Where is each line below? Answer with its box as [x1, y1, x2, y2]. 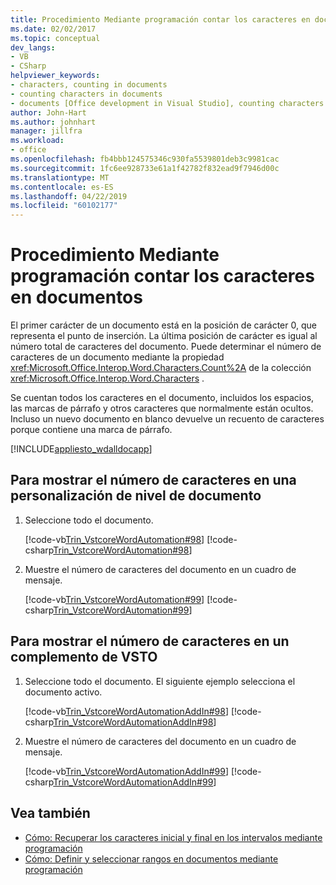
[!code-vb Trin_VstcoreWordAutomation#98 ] [24, 533, 205, 545]
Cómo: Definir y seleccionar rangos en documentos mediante [24, 852, 279, 865]
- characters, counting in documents [10, 80, 168, 90]
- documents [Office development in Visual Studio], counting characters [10, 98, 325, 108]
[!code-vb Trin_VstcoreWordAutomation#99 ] [24, 593, 205, 605]
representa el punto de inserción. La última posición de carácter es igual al [10, 330, 318, 342]
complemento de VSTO [10, 649, 158, 666]
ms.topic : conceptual [10, 33, 101, 43]
